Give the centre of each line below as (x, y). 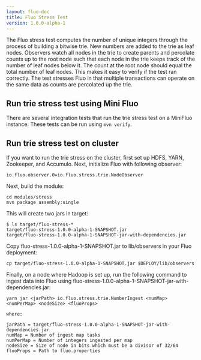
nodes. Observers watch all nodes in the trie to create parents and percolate (100, 53)
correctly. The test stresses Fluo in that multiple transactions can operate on (100, 78)
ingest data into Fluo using (39, 281)
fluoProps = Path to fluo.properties (53, 351)
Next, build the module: (35, 186)
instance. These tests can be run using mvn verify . (69, 124)
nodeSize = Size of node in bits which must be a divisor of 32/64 (92, 346)
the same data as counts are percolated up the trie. (70, 85)
